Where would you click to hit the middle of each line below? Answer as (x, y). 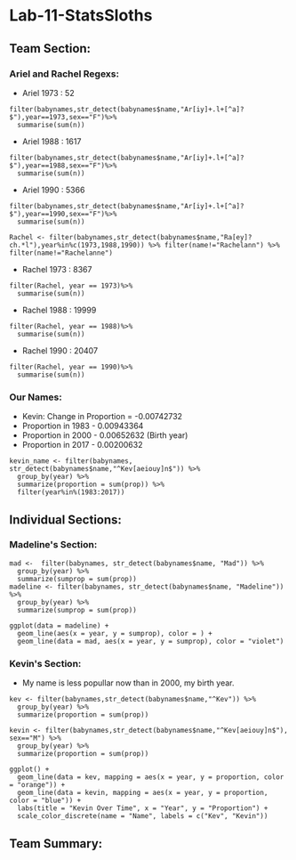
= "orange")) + (37, 785)
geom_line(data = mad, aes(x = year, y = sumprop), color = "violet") (151, 641)
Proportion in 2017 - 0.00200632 (82, 445)
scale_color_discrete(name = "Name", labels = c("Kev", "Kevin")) (143, 816)
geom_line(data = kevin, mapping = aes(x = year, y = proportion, (143, 793)
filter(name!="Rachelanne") (61, 253)
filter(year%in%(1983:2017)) (71, 492)
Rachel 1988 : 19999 (59, 310)
